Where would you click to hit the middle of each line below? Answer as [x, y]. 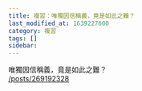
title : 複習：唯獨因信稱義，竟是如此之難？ [72, 16]
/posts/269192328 [39, 79]
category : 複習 [32, 31]
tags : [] [23, 38]
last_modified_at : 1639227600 [59, 23]
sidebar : [23, 46]
